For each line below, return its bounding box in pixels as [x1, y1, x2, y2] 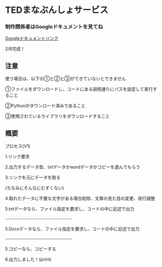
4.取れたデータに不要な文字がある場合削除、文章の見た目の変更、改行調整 [5, 196, 156, 201]
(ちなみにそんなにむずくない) [5, 185, 64, 191]
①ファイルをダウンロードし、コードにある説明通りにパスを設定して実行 [5, 86, 153, 92]
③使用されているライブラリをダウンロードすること [5, 113, 110, 119]
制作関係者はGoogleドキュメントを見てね [5, 23, 103, 30]
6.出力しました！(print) [5, 257, 52, 263]
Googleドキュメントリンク [5, 35, 59, 41]
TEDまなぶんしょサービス [5, 4, 108, 16]
